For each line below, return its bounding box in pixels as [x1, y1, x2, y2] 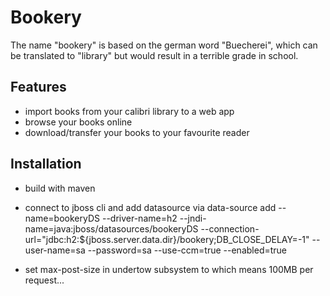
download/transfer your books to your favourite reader [24, 126, 250, 138]
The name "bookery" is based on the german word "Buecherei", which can [10, 39, 318, 51]
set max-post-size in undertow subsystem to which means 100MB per [24, 263, 314, 275]
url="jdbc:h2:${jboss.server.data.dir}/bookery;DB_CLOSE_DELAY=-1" [24, 233, 310, 245]
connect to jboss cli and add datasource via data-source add [24, 201, 277, 213]
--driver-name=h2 [101, 212, 178, 224]
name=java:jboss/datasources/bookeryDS [24, 222, 199, 235]
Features [10, 79, 67, 96]
